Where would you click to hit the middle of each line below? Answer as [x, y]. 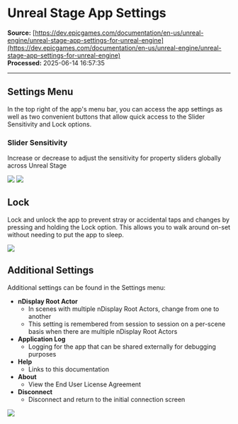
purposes [42, 354]
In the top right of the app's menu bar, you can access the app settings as [115, 109]
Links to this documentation [69, 369]
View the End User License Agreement [85, 384]
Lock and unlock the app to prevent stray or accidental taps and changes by [119, 219]
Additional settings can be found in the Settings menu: [86, 287]
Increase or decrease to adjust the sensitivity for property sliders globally [114, 158]
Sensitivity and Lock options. [50, 124]
